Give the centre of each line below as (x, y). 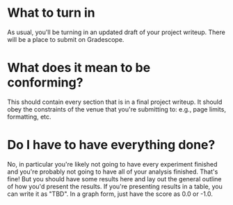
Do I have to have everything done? (111, 145)
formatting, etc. (29, 116)
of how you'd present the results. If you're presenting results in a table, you (115, 186)
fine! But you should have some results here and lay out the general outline (114, 179)
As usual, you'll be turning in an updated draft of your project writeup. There (116, 32)
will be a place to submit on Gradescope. (66, 39)
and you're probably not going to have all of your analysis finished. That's (113, 172)
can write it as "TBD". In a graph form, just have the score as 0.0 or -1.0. (110, 194)
